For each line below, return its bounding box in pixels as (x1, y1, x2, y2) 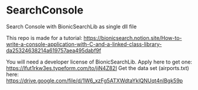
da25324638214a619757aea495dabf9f (6, 46, 102, 54)
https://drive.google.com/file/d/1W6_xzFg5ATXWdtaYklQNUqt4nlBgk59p (6, 77, 183, 84)
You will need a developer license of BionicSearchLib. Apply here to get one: (6, 58, 193, 65)
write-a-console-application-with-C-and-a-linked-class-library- (6, 41, 162, 48)
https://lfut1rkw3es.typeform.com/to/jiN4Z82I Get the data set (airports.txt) (6, 64, 189, 71)
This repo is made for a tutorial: (6, 34, 83, 41)
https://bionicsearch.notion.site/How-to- (83, 34, 182, 41)
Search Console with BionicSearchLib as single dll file (6, 23, 137, 30)
